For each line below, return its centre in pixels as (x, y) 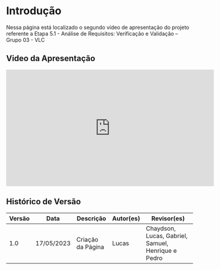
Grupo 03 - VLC (26, 40)
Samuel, (157, 243)
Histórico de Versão (44, 202)
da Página (90, 247)
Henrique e (161, 250)
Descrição (92, 218)
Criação (87, 239)
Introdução (34, 11)
